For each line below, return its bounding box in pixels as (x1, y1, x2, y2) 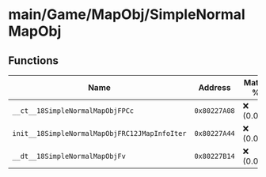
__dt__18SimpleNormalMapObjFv (12, 152, 127, 160)
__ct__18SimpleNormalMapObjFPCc (12, 107, 135, 115)
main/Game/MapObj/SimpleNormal (8, 6, 245, 24)
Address (198, 82, 231, 92)
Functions (8, 54, 59, 67)
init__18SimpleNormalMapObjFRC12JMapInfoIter (12, 129, 187, 137)
